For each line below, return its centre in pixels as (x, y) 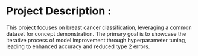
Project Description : (59, 11)
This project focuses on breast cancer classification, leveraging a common (99, 27)
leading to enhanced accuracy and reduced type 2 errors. (78, 46)
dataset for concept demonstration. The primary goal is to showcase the (96, 33)
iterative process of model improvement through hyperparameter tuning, (97, 40)
